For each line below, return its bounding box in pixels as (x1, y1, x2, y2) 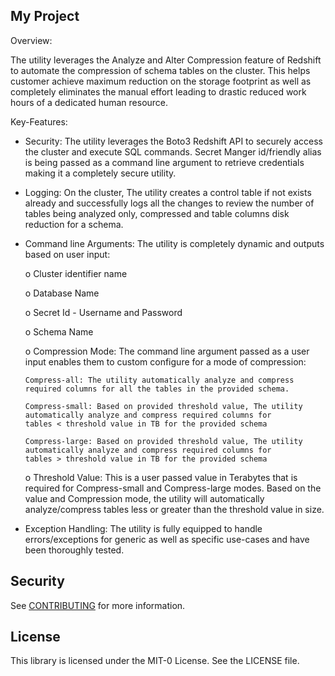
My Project (10, 8, 80, 25)
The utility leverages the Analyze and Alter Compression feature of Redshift (10, 54, 322, 66)
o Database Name (24, 287, 100, 299)
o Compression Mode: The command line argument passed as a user (24, 345, 310, 357)
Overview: (10, 34, 53, 46)
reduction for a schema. (24, 218, 124, 230)
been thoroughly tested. (24, 544, 125, 556)
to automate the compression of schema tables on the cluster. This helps (10, 64, 311, 76)
